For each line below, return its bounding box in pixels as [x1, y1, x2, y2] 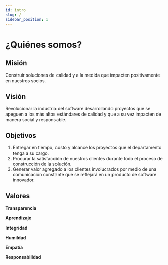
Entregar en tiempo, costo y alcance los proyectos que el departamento [12, 145, 162, 150]
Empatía [5, 244, 23, 250]
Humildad [5, 234, 26, 241]
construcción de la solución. [12, 161, 72, 167]
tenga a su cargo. [12, 150, 49, 156]
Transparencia [5, 205, 37, 211]
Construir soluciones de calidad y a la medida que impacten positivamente [5, 72, 160, 79]
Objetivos [5, 131, 36, 140]
